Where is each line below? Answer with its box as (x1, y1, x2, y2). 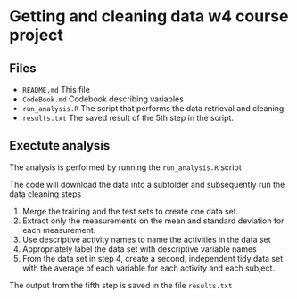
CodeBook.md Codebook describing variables (21, 93, 185, 104)
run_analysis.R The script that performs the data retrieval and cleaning (21, 103, 285, 113)
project (9, 25, 64, 45)
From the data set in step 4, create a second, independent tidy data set (21, 253, 284, 263)
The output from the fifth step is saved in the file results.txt (9, 279, 233, 290)
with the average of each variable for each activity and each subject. (21, 263, 275, 273)
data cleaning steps (9, 189, 82, 199)
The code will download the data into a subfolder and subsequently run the (9, 179, 285, 190)
